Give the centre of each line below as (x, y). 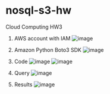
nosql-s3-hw (39, 10)
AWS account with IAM (42, 38)
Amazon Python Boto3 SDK (48, 50)
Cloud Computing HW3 (34, 27)
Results (23, 84)
